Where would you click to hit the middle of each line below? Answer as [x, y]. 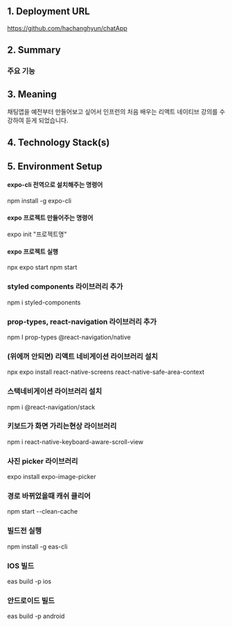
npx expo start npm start [42, 268]
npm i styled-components [44, 302]
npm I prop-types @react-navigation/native [69, 337]
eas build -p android [36, 616]
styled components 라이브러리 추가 [65, 286]
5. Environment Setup [55, 166]
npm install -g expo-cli [39, 200]
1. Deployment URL [48, 11]
